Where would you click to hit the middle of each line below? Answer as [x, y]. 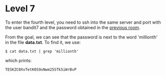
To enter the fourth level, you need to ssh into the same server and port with [83, 22]
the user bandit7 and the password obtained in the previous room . [73, 27]
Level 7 [20, 9]
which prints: [18, 60]
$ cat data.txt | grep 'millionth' [42, 51]
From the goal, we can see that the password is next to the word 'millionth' [82, 37]
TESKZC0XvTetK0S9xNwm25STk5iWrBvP [41, 70]
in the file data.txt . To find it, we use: [43, 42]
